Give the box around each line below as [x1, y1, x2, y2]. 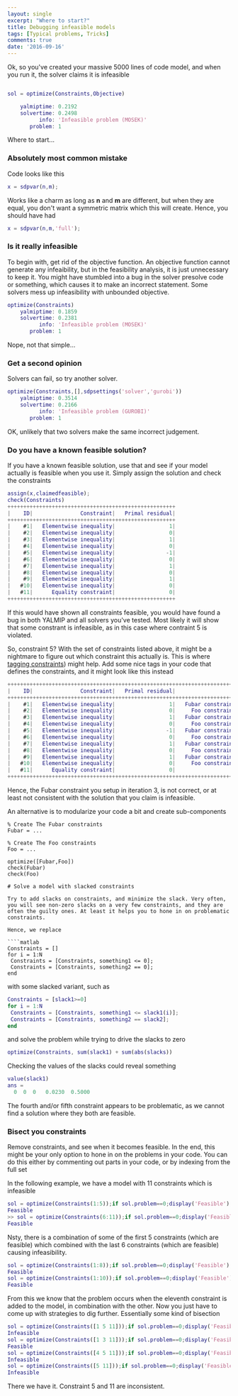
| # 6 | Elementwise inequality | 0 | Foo [7, 733, 201, 741]
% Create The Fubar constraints [7, 821, 103, 828]
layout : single [7, 10, 52, 18]
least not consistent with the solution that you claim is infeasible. [7, 793, 196, 802]
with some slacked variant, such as [7, 983, 110, 991]
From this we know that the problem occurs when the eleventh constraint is [7, 1295, 227, 1303]
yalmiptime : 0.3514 [20, 395, 78, 402]
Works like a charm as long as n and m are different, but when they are [7, 196, 215, 204]
